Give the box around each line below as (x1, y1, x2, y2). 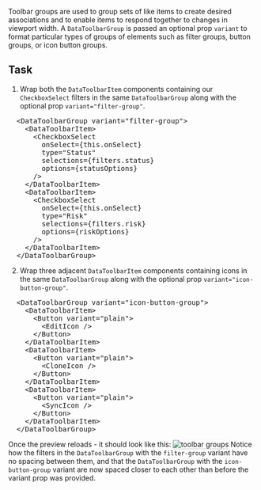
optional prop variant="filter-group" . (19, 101, 146, 110)
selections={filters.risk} (41, 219, 146, 228)
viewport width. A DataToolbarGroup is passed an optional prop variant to (8, 24, 248, 32)
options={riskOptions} (41, 227, 130, 236)
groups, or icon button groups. (8, 40, 108, 50)
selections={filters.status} (41, 156, 155, 165)
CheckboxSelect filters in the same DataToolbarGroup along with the (19, 93, 237, 102)
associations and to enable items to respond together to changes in (8, 15, 228, 25)
